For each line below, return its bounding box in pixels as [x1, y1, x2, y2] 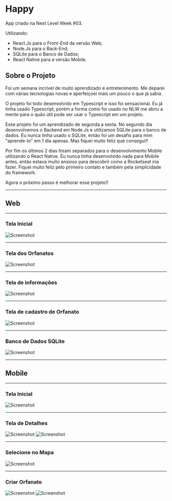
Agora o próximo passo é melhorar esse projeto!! [5, 179, 109, 185]
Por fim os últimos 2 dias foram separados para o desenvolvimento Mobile [5, 147, 162, 154]
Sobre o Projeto [5, 71, 56, 80]
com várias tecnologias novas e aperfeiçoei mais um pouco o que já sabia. [5, 90, 163, 97]
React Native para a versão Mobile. [12, 56, 87, 62]
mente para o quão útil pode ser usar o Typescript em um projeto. [5, 111, 144, 117]
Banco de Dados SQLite [5, 338, 65, 345]
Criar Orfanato [5, 478, 42, 486]
